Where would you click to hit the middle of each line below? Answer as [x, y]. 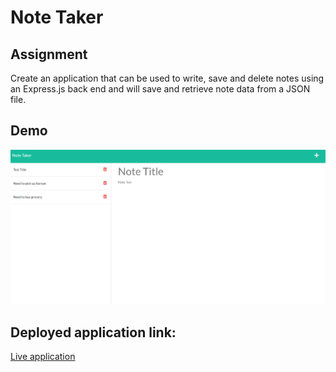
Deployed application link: [93, 332]
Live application [43, 356]
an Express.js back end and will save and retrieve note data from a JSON [160, 89]
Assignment [49, 54]
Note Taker [57, 17]
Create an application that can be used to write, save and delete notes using [167, 78]
